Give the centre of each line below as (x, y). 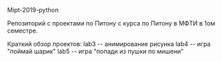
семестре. (22, 31)
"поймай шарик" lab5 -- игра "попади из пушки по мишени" (95, 51)
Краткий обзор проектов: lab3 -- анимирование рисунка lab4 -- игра (109, 44)
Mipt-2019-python (33, 10)
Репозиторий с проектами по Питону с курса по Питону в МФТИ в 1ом (111, 23)
